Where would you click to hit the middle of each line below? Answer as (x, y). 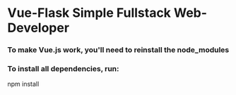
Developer (38, 28)
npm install (23, 84)
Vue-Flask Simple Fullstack (89, 13)
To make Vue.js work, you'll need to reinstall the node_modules (118, 50)
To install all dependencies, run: (63, 69)
